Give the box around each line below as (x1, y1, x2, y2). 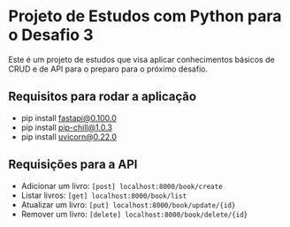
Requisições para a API (8, 157, 138, 172)
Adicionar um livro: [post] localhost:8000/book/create (20, 180, 223, 191)
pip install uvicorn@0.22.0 (20, 131, 117, 142)
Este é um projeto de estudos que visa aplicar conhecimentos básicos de (8, 54, 275, 64)
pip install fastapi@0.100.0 (20, 112, 117, 123)
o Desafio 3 (8, 25, 94, 45)
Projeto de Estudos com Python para (8, 6, 282, 26)
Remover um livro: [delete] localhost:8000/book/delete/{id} (20, 208, 248, 219)
